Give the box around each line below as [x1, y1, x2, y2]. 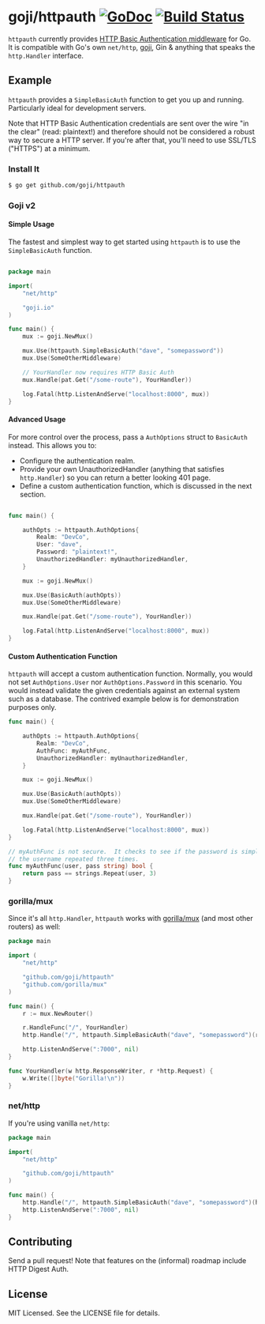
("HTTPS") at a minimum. [8, 143, 91, 153]
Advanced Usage [8, 415, 66, 424]
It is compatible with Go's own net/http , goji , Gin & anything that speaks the [8, 42, 256, 51]
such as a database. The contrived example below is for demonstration [8, 694, 239, 703]
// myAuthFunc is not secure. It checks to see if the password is [8, 847, 238, 855]
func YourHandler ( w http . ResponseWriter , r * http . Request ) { [8, 1067, 214, 1075]
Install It [8, 163, 40, 174]
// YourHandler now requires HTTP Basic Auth [22, 368, 175, 376]
